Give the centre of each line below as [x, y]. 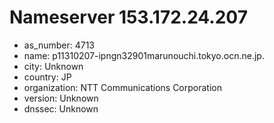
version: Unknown [61, 98]
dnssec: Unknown [61, 108]
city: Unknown [53, 66]
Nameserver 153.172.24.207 [128, 17]
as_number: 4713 [59, 45]
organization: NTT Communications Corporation [122, 87]
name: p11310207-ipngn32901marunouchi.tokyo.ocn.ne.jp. [144, 55]
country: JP [47, 77]
